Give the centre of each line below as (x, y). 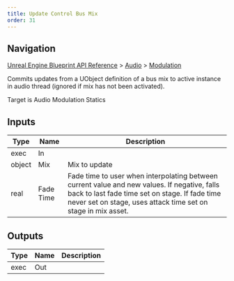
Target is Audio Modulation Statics (56, 100)
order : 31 (22, 20)
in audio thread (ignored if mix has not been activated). (86, 86)
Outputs (25, 236)
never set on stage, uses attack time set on (138, 202)
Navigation (31, 49)
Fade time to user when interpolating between (142, 176)
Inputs (22, 122)
